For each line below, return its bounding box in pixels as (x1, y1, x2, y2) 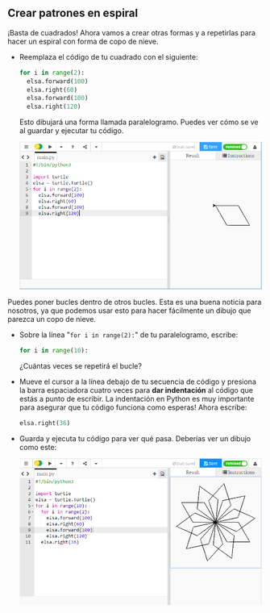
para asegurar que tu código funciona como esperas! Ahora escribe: (19, 402, 247, 412)
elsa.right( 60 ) (27, 85, 78, 94)
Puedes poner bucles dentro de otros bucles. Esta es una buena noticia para (7, 298, 262, 307)
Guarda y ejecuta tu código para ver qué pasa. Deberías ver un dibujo (19, 433, 251, 443)
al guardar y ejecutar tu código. (19, 126, 124, 136)
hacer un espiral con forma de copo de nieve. (7, 36, 159, 46)
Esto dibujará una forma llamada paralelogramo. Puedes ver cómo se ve (19, 117, 259, 127)
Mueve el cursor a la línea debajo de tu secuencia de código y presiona (19, 377, 257, 386)
